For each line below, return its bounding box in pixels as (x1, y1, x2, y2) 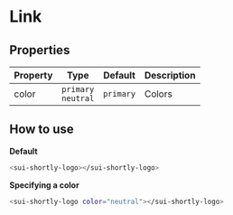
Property (14, 70, 53, 81)
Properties (9, 42, 70, 58)
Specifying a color (9, 179, 79, 191)
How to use (9, 122, 74, 137)
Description (144, 70, 196, 81)
